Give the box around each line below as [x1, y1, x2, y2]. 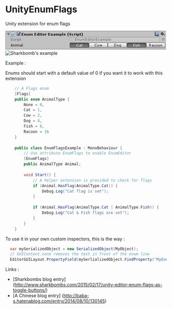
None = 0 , [24, 102, 45, 107]
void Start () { [24, 172, 56, 177]
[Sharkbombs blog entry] [12, 276, 66, 282]
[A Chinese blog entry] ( [12, 293, 64, 299]
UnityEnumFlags [5, 4, 78, 15]
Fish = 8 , [24, 124, 45, 129]
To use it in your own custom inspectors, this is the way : [5, 236, 125, 242]
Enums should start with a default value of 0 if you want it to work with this [5, 70, 163, 76]
